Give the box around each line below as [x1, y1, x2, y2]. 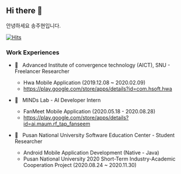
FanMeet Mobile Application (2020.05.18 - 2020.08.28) [23, 108, 156, 115]
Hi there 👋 [6, 6, 43, 16]
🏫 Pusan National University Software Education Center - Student [14, 132, 175, 139]
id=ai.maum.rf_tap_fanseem [23, 120, 90, 127]
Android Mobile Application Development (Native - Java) [23, 149, 159, 156]
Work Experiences [6, 48, 60, 56]
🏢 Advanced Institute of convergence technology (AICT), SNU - [14, 62, 170, 69]
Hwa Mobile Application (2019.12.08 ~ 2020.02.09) [23, 79, 146, 86]
